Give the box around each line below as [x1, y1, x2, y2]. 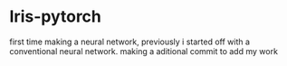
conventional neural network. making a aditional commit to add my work [9, 45, 279, 56]
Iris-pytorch [9, 6, 102, 27]
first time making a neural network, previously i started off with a [9, 36, 251, 47]
